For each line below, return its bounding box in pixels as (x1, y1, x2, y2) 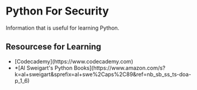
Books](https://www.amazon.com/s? (74, 64, 165, 71)
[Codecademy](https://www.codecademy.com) (14, 57, 133, 65)
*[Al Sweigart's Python (14, 64, 73, 71)
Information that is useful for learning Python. (5, 24, 120, 31)
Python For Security (5, 4, 109, 18)
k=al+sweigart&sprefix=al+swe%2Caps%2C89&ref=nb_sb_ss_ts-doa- (14, 71, 192, 78)
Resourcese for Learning (5, 42, 102, 52)
